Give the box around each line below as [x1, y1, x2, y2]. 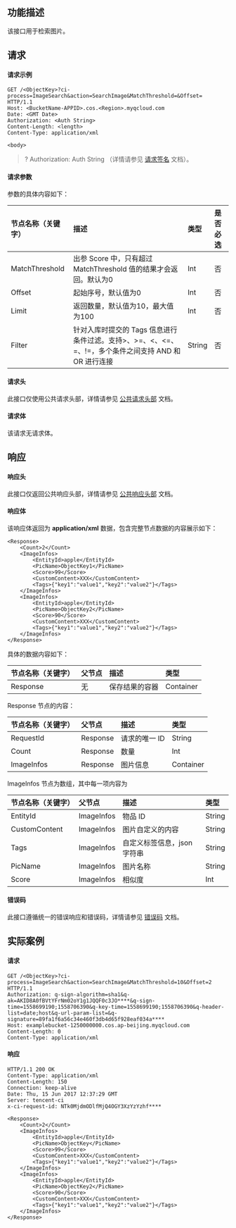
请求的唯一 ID [120, 733, 165, 743]
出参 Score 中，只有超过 [72, 253, 153, 263]
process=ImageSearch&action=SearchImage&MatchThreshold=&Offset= [7, 92, 202, 100]
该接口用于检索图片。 [7, 27, 69, 35]
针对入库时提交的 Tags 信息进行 [72, 325, 178, 335]
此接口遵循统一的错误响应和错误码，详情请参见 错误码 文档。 [7, 913, 183, 922]
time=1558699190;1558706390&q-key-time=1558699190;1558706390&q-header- [7, 1003, 225, 1010]
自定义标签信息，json [122, 838, 193, 848]
